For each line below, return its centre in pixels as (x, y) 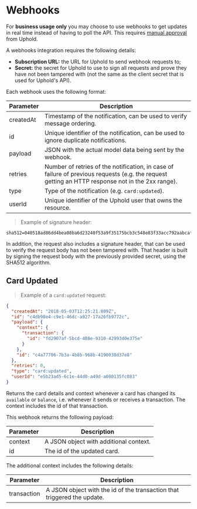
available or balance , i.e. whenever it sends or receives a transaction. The (96, 399)
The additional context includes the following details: (70, 465)
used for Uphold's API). (43, 80)
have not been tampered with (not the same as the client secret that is (99, 74)
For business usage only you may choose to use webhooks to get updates (97, 26)
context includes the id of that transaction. (57, 406)
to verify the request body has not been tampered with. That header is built (97, 250)
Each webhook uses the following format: (56, 91)
